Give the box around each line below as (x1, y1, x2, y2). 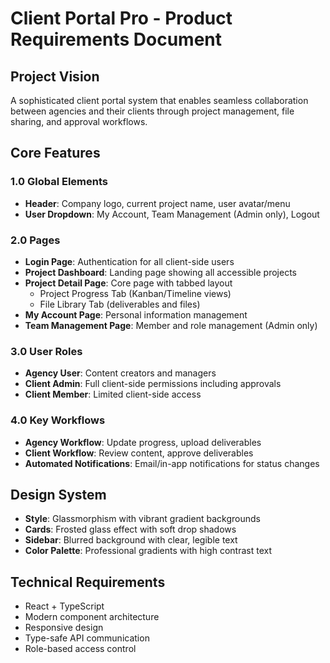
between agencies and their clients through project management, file (10, 105, 295, 117)
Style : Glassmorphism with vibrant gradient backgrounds (24, 513, 261, 525)
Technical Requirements (10, 573, 166, 591)
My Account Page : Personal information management (24, 308, 248, 321)
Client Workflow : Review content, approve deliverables (24, 447, 254, 459)
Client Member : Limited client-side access (24, 388, 202, 401)
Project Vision (10, 68, 100, 85)
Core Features (10, 145, 101, 162)
